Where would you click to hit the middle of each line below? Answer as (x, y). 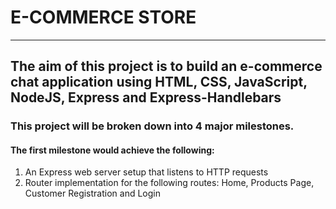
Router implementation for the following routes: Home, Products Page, (169, 183)
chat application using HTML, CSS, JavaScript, (159, 82)
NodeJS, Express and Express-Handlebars (146, 97)
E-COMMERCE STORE (103, 17)
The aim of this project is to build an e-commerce (166, 66)
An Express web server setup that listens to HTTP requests (146, 172)
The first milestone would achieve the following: (112, 150)
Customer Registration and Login (92, 193)
